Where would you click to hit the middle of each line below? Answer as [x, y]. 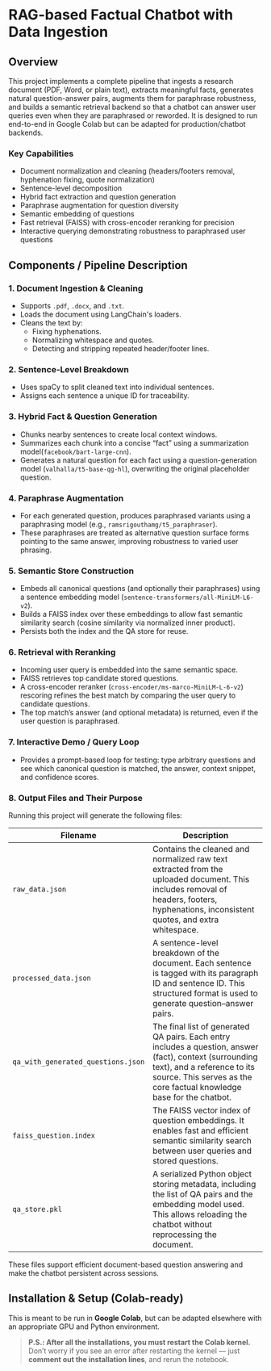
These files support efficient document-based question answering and [126, 1264]
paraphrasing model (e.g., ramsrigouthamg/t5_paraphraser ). [119, 524]
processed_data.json [52, 978]
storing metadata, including [204, 1184]
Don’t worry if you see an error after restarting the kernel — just [134, 1351]
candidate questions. [55, 704]
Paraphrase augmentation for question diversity [99, 205]
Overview [33, 62]
